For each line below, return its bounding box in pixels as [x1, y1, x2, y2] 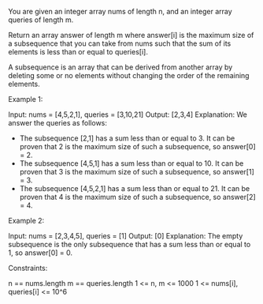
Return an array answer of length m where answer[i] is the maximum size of [8, 31, 254, 39]
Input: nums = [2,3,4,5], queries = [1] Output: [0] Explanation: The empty [8, 231, 243, 240]
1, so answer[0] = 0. [8, 248, 73, 257]
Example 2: [8, 216, 45, 225]
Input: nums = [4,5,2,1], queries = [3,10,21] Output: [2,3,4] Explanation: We [8, 110, 248, 119]
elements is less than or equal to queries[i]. [8, 47, 148, 56]
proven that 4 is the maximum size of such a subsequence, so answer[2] [19, 193, 256, 201]
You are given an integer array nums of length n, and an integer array [8, 7, 232, 16]
